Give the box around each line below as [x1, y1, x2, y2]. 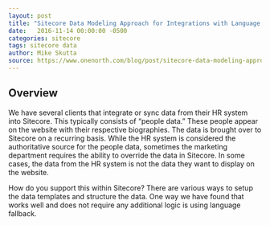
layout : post [8, 11, 52, 20]
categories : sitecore [8, 34, 81, 43]
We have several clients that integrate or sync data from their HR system [8, 108, 248, 117]
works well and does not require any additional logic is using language [8, 200, 241, 210]
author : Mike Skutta [8, 49, 78, 57]
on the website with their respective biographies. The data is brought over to [8, 125, 262, 134]
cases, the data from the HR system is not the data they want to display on [8, 158, 255, 169]
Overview [8, 86, 59, 100]
